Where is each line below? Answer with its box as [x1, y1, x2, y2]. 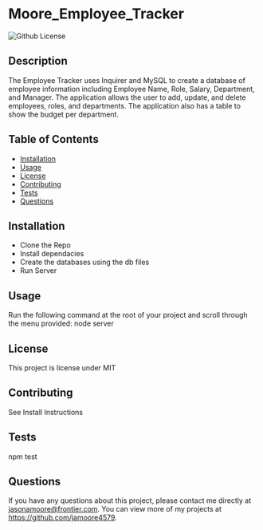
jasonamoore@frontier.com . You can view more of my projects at [8, 504, 222, 514]
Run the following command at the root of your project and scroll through [8, 310, 249, 320]
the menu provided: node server [8, 318, 114, 328]
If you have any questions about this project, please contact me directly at [8, 496, 252, 505]
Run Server [19, 266, 57, 275]
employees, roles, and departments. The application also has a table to [8, 101, 241, 110]
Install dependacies [19, 249, 84, 259]
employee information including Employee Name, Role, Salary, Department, [8, 84, 255, 93]
